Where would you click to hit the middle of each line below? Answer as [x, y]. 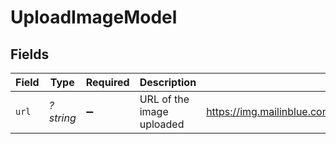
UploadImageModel [94, 17]
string [62, 118]
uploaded [162, 124]
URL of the [164, 99]
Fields [30, 54]
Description [168, 82]
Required [107, 82]
